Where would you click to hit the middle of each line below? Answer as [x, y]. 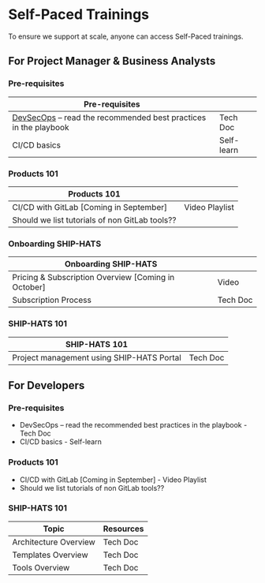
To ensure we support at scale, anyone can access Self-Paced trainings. [126, 36]
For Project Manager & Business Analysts [112, 61]
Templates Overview [50, 555]
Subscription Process [52, 300]
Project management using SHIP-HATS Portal [97, 357]
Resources [123, 529]
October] [29, 287]
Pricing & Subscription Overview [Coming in [93, 278]
